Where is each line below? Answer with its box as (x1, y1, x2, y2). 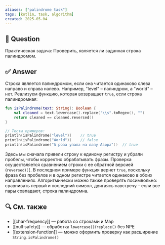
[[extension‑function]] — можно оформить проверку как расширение (12, 229, 158, 235)
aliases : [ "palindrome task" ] (5, 7, 68, 12)
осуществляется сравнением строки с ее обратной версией (5, 162, 133, 167)
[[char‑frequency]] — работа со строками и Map (12, 218, 114, 224)
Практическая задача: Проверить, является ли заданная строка (5, 48, 141, 54)
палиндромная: (5, 96, 38, 102)
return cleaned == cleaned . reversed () (14, 115, 94, 120)
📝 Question (5, 35, 40, 43)
